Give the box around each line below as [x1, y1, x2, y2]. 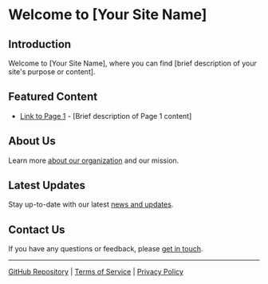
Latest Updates [8, 179, 86, 192]
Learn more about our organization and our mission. [8, 156, 179, 165]
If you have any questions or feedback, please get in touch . [8, 244, 203, 254]
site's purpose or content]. [8, 67, 96, 77]
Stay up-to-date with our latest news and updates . [8, 199, 174, 209]
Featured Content [8, 90, 98, 104]
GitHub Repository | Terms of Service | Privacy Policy [8, 267, 183, 277]
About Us [8, 134, 56, 148]
